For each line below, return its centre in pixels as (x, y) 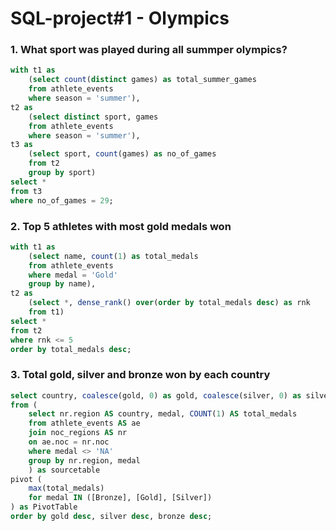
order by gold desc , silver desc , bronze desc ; (111, 517)
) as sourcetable (64, 470)
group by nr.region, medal (84, 460)
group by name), (62, 284)
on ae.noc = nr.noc (69, 442)
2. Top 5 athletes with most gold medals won (121, 226)
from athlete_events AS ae (84, 423)
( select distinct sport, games (93, 117)
